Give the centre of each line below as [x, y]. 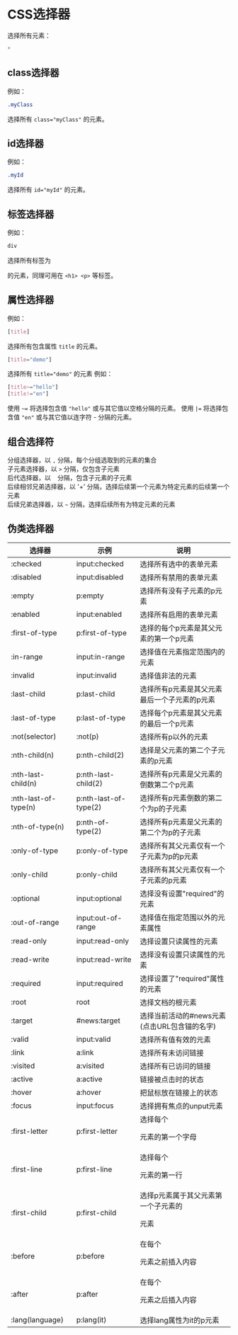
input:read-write [104, 959]
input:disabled [100, 576]
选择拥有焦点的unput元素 [181, 1106]
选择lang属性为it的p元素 [180, 1320]
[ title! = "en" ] [28, 394]
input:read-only [103, 941]
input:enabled [99, 614]
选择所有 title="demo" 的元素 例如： [60, 374]
